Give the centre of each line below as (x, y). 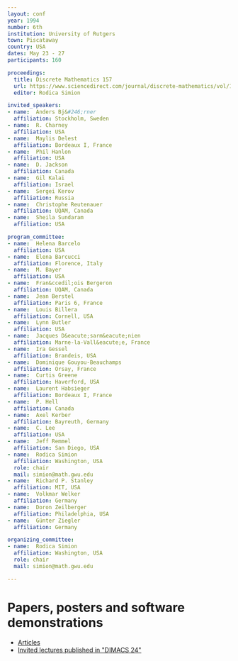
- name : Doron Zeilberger (47, 507)
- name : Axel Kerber (39, 415)
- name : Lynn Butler (39, 323)
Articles (29, 642)
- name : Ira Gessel (38, 349)
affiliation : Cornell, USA (53, 316)
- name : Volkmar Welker (44, 494)
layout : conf (27, 14)
